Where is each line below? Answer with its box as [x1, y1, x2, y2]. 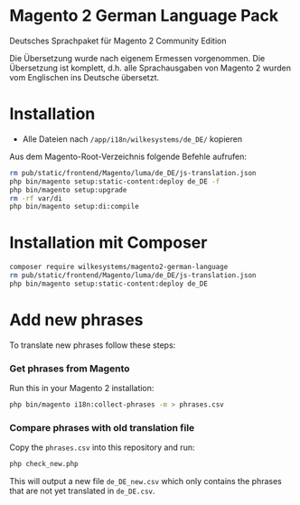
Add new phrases [9, 310, 144, 330]
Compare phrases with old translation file [9, 421, 195, 434]
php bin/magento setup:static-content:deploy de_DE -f [9, 177, 220, 186]
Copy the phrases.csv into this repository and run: [9, 442, 195, 453]
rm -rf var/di [9, 193, 63, 203]
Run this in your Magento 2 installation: [9, 383, 155, 394]
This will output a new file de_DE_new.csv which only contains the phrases [9, 476, 283, 487]
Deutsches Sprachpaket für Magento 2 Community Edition [9, 35, 227, 46]
